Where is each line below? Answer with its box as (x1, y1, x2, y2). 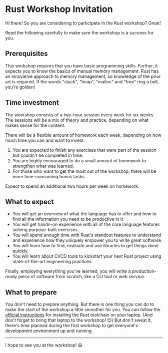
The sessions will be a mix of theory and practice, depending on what (5, 117, 149, 123)
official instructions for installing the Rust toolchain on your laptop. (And (5, 312, 153, 318)
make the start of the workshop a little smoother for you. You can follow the (5, 307, 161, 313)
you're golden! (5, 84, 35, 90)
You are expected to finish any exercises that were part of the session (12, 147, 156, 153)
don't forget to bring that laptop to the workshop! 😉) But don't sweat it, (5, 317, 152, 323)
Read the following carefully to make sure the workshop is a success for (5, 29, 154, 35)
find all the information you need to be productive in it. (12, 216, 124, 222)
